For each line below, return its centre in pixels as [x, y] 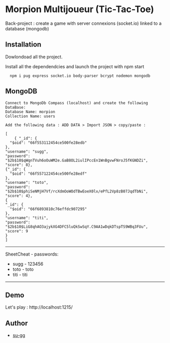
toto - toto [23, 269]
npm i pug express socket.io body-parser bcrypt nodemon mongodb [80, 76]
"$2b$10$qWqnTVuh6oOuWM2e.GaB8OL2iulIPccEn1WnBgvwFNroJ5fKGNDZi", [77, 160]
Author [16, 323]
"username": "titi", [27, 218]
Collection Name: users [30, 116]
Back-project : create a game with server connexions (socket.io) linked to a [83, 23]
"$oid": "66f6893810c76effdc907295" [48, 209]
